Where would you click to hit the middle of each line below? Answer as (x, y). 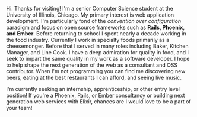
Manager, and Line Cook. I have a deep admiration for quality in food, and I (97, 52)
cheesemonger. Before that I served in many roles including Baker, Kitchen (97, 46)
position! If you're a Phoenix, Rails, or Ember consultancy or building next (96, 95)
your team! (19, 108)
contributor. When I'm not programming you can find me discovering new (96, 71)
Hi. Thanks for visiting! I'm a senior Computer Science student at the (90, 9)
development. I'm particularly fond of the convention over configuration (94, 21)
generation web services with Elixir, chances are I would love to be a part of (99, 102)
